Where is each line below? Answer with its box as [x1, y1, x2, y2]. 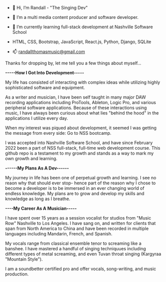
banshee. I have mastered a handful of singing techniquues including [5, 246, 146, 251]
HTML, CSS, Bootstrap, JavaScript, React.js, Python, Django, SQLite [12, 39, 152, 45]
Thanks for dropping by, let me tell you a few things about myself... [5, 60, 141, 66]
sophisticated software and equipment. [5, 85, 85, 90]
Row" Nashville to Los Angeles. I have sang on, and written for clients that [5, 221, 156, 226]
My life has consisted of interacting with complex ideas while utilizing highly [5, 79, 160, 85]
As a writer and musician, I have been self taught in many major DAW [5, 94, 146, 100]
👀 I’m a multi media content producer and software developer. [12, 14, 139, 20]
